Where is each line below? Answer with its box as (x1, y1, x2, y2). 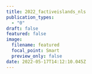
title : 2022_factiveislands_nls (6, 8, 86, 15)
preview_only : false (11, 53, 62, 59)
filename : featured (11, 42, 60, 48)
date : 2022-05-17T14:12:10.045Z (6, 58, 86, 64)
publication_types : (6, 14, 55, 20)
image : (6, 36, 23, 42)
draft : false (6, 25, 39, 32)
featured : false (6, 31, 46, 37)
